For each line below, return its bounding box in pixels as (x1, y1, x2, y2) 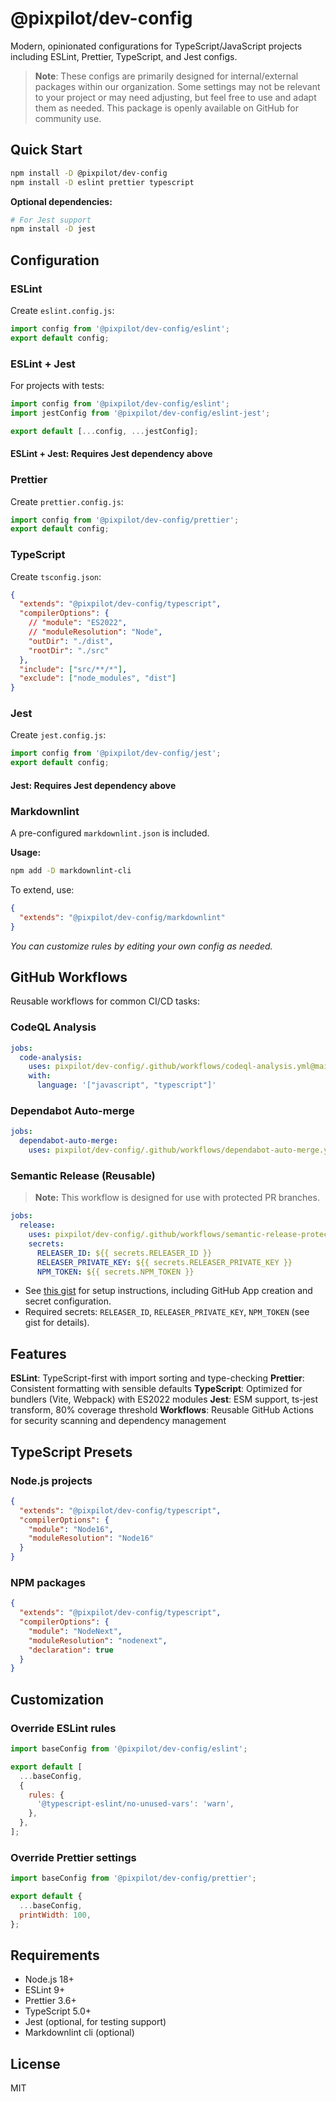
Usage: (10, 847, 42, 859)
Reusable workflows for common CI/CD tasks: (10, 995, 201, 1007)
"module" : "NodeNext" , (28, 1626, 123, 1636)
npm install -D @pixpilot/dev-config (10, 168, 168, 178)
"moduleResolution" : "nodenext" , (28, 1635, 168, 1646)
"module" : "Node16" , (28, 1524, 114, 1534)
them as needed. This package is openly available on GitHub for (34, 102, 299, 114)
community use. (34, 112, 102, 124)
